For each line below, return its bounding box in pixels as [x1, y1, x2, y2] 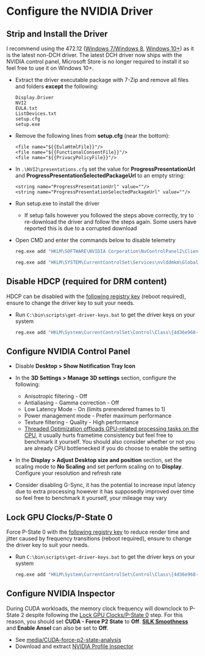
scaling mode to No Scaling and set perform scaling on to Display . [15, 463, 184, 471]
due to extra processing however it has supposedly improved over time [15, 488, 194, 495]
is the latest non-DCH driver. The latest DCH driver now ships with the [6, 51, 182, 59]
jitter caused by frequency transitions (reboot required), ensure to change [6, 535, 192, 542]
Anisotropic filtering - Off [24, 393, 87, 400]
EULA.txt [15, 105, 38, 111]
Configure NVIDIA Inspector [6, 589, 115, 599]
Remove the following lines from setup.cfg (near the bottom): [15, 132, 170, 139]
